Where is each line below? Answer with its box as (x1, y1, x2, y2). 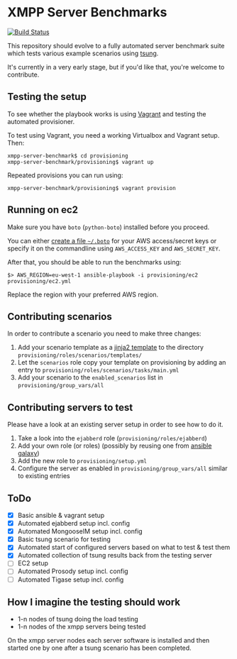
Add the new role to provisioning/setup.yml (17, 457, 148, 465)
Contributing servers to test (7, 402, 133, 414)
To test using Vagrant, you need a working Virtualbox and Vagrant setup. (7, 131, 220, 139)
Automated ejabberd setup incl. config (17, 519, 130, 528)
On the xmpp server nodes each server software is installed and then (7, 636, 210, 645)
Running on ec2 (7, 204, 79, 216)
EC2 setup (17, 559, 48, 567)
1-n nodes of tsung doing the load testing (17, 615, 138, 624)
